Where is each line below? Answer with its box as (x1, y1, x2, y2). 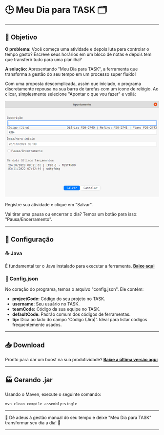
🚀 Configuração (5, 235, 54, 243)
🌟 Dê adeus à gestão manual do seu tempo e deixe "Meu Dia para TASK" (5, 414, 152, 420)
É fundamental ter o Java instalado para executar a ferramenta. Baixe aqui (5, 263, 155, 269)
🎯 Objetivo (5, 33, 38, 42)
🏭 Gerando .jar (5, 376, 53, 384)
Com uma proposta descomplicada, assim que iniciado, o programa (5, 81, 142, 87)
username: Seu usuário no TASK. (12, 301, 80, 307)
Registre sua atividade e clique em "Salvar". (5, 202, 93, 208)
